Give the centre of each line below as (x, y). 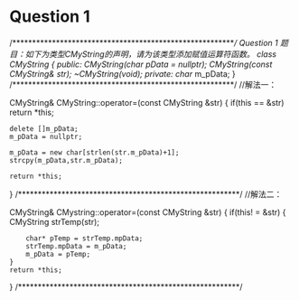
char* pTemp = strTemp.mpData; (84, 238)
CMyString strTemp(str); (55, 221)
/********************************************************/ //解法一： (143, 84)
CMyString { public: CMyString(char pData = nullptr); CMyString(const (141, 64)
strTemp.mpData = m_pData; (76, 246)
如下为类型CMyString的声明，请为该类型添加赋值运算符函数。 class (151, 54)
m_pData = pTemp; (58, 254)
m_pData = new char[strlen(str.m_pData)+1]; (94, 152)
